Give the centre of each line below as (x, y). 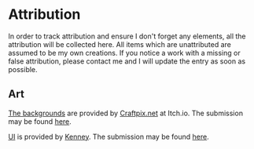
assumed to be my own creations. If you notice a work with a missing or (125, 53)
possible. (23, 69)
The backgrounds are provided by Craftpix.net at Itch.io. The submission (126, 113)
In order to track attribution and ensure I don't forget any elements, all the (127, 36)
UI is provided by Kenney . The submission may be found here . (109, 136)
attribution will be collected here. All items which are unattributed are (120, 44)
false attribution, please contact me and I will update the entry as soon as (127, 61)
